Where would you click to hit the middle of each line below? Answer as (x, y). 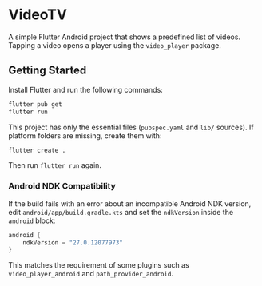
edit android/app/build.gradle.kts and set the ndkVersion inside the (121, 212)
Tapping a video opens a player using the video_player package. (115, 45)
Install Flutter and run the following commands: (86, 89)
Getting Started (48, 71)
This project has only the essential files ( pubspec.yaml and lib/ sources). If (131, 127)
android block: (32, 220)
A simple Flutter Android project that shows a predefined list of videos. (125, 37)
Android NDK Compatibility (62, 186)
